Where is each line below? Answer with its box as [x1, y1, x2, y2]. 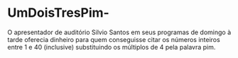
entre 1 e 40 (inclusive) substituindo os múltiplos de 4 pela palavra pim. [7, 43, 216, 51]
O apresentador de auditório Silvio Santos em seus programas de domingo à [7, 28, 232, 36]
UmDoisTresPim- [7, 5, 110, 21]
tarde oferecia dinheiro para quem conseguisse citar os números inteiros [7, 35, 220, 43]
